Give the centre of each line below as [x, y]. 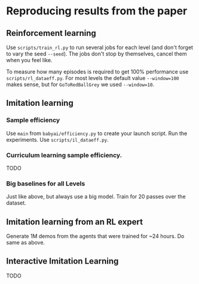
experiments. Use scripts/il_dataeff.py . [57, 139]
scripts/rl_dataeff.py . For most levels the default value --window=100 [93, 78]
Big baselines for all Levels [46, 184]
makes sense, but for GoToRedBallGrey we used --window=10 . [80, 84]
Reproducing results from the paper [97, 11]
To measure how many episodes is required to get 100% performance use [97, 72]
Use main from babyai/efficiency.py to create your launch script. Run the [97, 133]
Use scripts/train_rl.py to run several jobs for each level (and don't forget [99, 47]
